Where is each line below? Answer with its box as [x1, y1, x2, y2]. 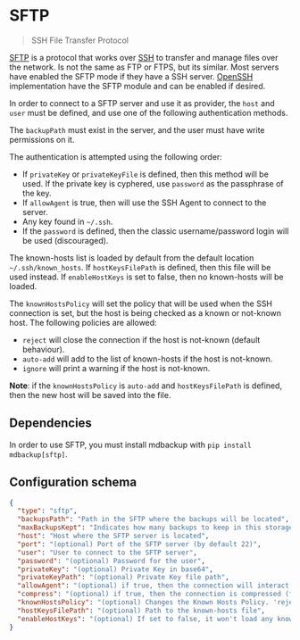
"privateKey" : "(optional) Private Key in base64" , [17, 564, 214, 574]
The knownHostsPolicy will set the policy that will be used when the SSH [9, 298, 273, 309]
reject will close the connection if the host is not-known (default [21, 334, 261, 345]
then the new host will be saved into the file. [9, 389, 171, 400]
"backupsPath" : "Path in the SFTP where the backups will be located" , [17, 515, 290, 524]
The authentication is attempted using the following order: [9, 151, 223, 162]
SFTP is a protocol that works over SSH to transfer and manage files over [9, 52, 279, 62]
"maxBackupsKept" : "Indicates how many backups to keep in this [17, 523, 262, 532]
